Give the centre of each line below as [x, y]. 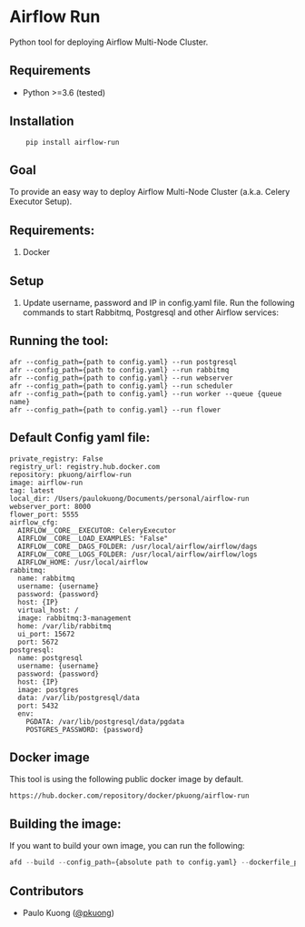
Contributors [47, 891]
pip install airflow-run [73, 142]
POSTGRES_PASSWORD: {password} [85, 729]
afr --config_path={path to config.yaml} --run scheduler [121, 386]
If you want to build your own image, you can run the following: [127, 846]
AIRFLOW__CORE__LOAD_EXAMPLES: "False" [93, 538]
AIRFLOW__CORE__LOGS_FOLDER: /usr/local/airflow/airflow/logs [138, 554]
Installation [42, 122]
